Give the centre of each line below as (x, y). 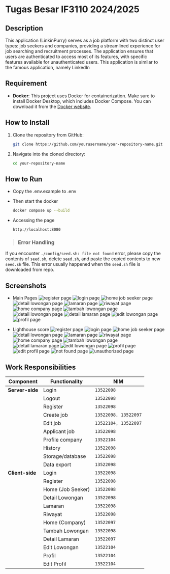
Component (23, 381)
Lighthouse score (31, 330)
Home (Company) (64, 522)
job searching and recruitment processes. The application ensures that (79, 51)
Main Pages (25, 298)
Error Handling (36, 242)
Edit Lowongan (61, 547)
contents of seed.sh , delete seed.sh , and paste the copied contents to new (83, 259)
